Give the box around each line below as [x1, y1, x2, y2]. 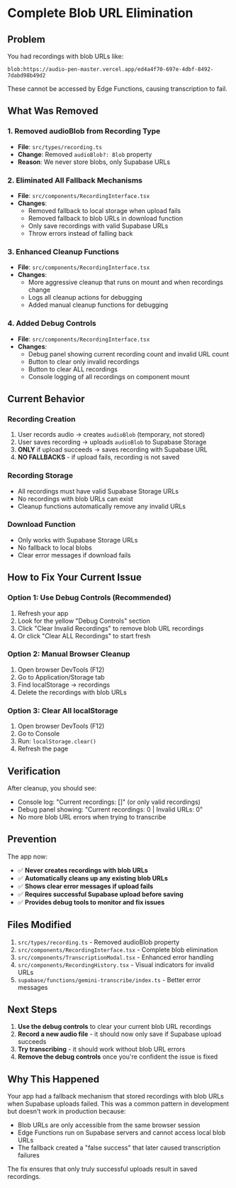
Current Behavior [7, 393, 85, 405]
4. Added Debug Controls [7, 318, 97, 328]
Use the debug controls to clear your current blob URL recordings [17, 1023, 211, 1031]
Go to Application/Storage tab [17, 672, 105, 681]
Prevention [7, 833, 57, 846]
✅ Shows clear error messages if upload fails [17, 882, 154, 890]
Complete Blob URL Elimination [7, 5, 193, 21]
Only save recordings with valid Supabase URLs [28, 222, 169, 230]
